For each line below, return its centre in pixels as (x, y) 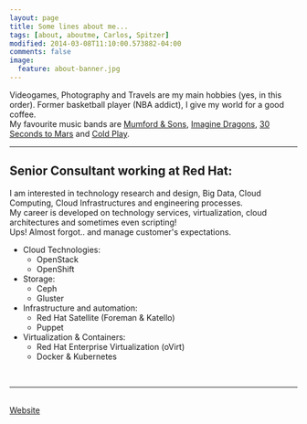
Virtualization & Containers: (74, 337)
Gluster (50, 298)
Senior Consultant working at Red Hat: (121, 171)
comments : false (40, 52)
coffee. (23, 114)
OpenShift (55, 269)
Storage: (39, 279)
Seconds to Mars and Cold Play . (70, 133)
